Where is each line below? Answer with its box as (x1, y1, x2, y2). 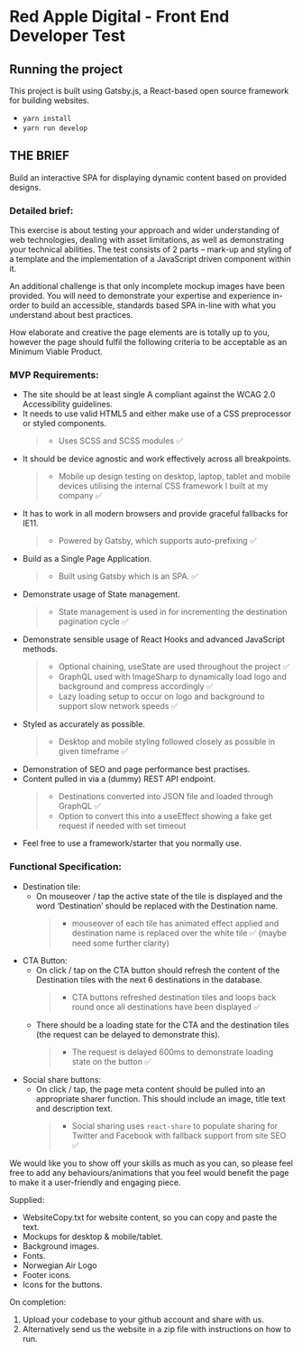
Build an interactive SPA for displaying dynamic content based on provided (9, 172, 287, 182)
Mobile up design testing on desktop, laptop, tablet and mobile (58, 471, 291, 482)
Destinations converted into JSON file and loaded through (58, 791, 273, 802)
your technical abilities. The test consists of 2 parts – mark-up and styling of (9, 244, 292, 255)
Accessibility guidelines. (22, 399, 113, 410)
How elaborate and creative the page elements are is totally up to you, (9, 327, 270, 338)
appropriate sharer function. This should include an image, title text (35, 1093, 286, 1104)
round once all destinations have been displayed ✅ (71, 1001, 261, 1012)
